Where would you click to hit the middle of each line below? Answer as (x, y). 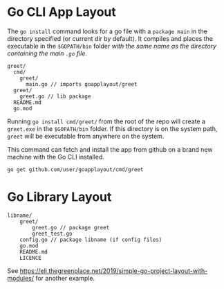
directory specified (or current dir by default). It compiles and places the (110, 38)
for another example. (65, 278)
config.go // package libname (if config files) (91, 240)
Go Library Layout (59, 197)
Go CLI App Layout (62, 12)
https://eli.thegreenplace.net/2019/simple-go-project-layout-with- (114, 270)
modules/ (21, 278)
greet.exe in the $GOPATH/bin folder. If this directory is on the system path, (112, 128)
